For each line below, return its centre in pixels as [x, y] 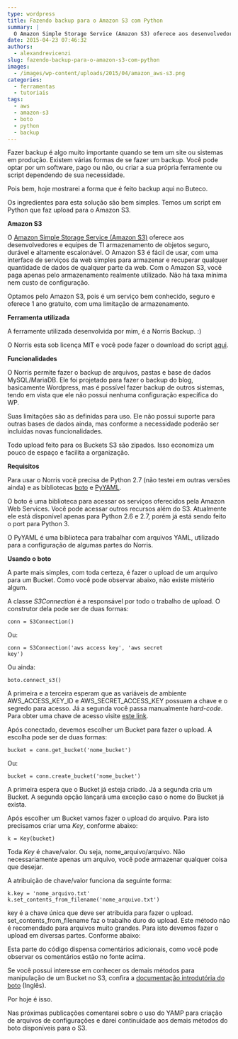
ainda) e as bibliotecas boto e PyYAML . [64, 488]
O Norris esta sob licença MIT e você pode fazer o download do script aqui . [118, 345]
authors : [20, 47]
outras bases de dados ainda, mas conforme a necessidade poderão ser [113, 424]
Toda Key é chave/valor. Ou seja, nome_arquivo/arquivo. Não [96, 852]
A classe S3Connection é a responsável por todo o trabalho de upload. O [114, 601]
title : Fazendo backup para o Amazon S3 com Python [85, 21]
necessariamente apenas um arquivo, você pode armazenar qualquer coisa [118, 859]
